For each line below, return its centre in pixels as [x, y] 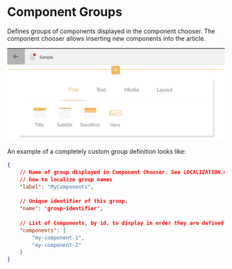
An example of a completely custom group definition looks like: [97, 152]
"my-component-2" [57, 245]
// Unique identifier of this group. [74, 201]
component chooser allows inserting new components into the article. [106, 38]
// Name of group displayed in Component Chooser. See [100, 172]
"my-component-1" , [58, 238]
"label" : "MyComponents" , [57, 187]
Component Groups [65, 12]
